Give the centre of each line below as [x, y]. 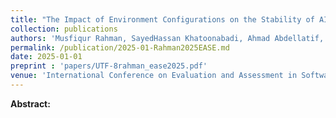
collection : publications [64, 29]
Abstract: [30, 103]
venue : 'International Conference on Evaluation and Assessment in [154, 76]
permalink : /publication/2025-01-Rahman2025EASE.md [120, 47]
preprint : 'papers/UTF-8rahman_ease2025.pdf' [109, 66]
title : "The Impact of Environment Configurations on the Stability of [162, 19]
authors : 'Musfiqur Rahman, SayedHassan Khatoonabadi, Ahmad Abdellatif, [167, 38]
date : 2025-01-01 [46, 57]
